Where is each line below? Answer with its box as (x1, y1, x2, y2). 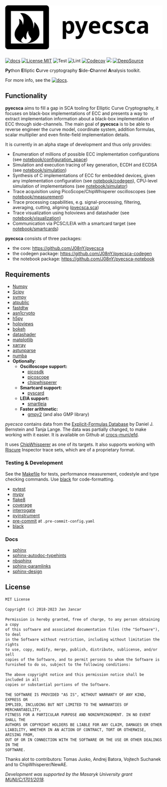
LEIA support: (19, 395, 49, 401)
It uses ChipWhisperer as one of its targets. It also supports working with (5, 441, 155, 447)
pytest (12, 486, 26, 492)
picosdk (27, 369, 44, 375)
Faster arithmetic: (19, 406, 58, 412)
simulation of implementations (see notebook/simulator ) (12, 183, 128, 189)
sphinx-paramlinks (12, 563, 51, 569)
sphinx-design (12, 568, 42, 574)
